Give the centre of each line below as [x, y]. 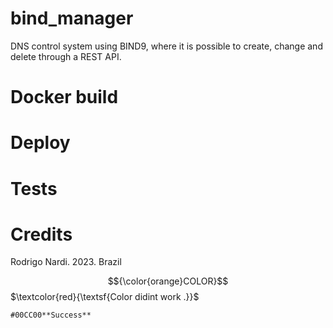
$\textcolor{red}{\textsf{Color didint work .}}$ [105, 297]
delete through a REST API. [66, 56]
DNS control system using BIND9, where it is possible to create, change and [166, 46]
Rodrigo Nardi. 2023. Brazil [66, 262]
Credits [41, 234]
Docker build [64, 97]
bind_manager [72, 18]
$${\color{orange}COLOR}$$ [168, 281]
